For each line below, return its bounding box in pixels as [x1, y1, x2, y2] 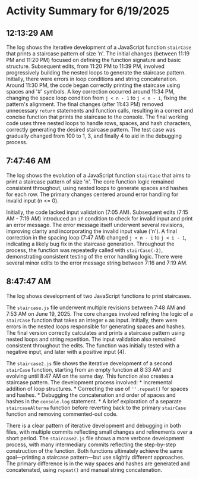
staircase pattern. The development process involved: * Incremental [6, 378, 173, 385]
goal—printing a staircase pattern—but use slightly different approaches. [6, 453, 185, 461]
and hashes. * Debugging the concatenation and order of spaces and [6, 391, 176, 399]
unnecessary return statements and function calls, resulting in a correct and [6, 107, 193, 114]
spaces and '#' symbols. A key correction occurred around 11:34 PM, [6, 88, 175, 95]
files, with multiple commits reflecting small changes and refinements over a [6, 428, 193, 436]
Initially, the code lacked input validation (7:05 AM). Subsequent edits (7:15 [6, 209, 188, 216]
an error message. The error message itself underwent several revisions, [6, 221, 184, 228]
